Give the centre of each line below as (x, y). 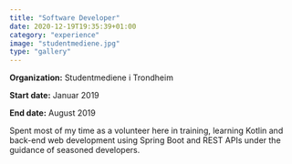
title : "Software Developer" (65, 18)
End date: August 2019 (52, 113)
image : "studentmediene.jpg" (65, 43)
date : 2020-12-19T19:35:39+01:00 (73, 26)
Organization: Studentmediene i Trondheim (91, 77)
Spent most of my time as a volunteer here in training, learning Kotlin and (146, 131)
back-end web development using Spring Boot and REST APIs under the (145, 140)
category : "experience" (55, 35)
